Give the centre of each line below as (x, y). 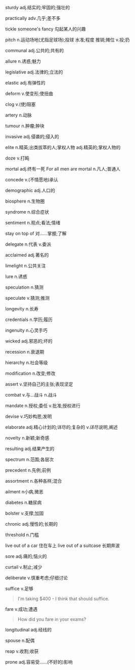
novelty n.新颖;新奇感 (27, 438)
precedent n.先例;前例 (28, 470)
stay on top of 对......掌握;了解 (36, 233)
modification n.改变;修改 (30, 373)
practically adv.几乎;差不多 (33, 18)
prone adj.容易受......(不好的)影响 (39, 662)
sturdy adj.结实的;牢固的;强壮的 (38, 7)
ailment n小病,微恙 (25, 492)
